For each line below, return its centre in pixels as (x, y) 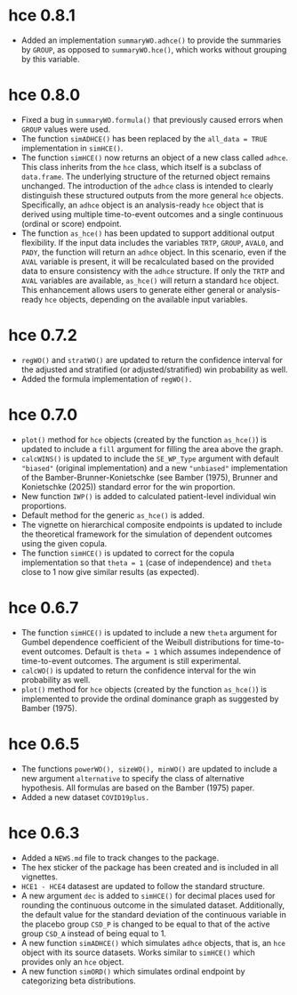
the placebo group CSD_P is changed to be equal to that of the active (145, 924)
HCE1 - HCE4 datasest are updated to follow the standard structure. (143, 886)
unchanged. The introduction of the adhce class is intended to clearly (147, 186)
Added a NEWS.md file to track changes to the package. (120, 857)
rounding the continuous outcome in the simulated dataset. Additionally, (153, 905)
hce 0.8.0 (44, 95)
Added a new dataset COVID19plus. (85, 797)
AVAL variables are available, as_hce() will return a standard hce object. (150, 280)
